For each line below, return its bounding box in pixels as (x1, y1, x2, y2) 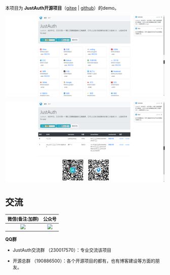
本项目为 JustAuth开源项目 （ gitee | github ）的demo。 (5, 5, 119, 11)
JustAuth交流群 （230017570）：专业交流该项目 (12, 247, 111, 253)
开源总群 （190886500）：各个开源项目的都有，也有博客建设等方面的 (12, 258, 155, 264)
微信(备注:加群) (7, 216, 39, 222)
